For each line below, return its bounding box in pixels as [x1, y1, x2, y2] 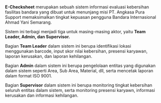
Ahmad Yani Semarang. [5, 19, 52, 25]
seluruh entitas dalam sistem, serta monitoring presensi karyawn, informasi [5, 88, 155, 93]
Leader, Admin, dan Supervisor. [5, 34, 70, 39]
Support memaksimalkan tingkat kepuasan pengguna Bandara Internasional [5, 14, 156, 20]
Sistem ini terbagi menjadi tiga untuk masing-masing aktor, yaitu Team [5, 29, 146, 34]
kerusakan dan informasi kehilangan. [5, 92, 79, 98]
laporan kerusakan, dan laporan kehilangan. [5, 53, 93, 59]
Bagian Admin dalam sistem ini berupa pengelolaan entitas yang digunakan [5, 63, 156, 68]
